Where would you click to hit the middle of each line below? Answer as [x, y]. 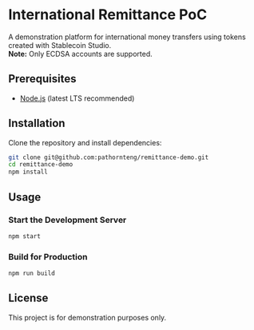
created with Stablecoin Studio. [60, 45]
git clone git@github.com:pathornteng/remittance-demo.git [109, 157]
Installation [37, 123]
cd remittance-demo [41, 165]
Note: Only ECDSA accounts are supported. [81, 54]
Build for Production [48, 256]
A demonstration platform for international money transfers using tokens [127, 37]
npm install [28, 172]
